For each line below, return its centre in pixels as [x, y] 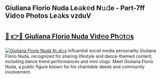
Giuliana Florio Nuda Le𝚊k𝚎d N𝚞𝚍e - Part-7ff [75, 8]
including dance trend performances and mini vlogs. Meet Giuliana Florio [79, 61]
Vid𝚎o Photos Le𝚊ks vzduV [48, 16]
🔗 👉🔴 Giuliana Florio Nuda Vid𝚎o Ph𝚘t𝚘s [70, 36]
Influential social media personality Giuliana [112, 51]
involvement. [18, 72]
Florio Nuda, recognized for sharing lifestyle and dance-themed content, [79, 56]
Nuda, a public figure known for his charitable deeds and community [75, 67]
